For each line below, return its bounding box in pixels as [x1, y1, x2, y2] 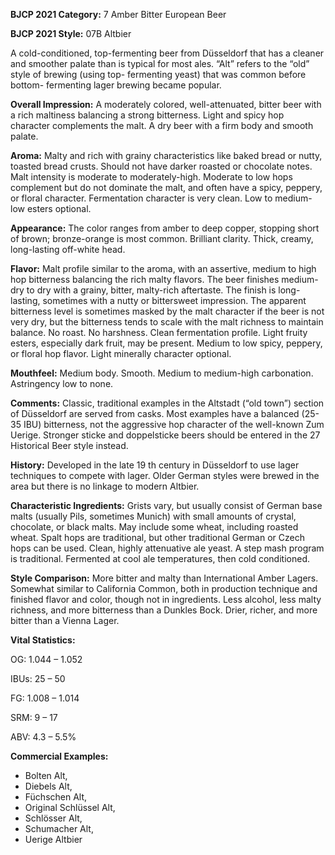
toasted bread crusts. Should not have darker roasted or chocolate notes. [10, 160, 313, 172]
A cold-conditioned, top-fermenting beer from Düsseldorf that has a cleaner [10, 47, 325, 59]
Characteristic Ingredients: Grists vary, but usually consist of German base [10, 500, 323, 511]
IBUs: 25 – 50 [10, 673, 66, 684]
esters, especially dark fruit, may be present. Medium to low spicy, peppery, [10, 337, 323, 349]
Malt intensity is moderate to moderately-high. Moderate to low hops [10, 171, 293, 183]
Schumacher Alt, [24, 823, 94, 834]
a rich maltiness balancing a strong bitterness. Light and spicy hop [10, 109, 285, 121]
